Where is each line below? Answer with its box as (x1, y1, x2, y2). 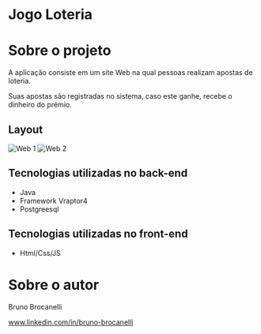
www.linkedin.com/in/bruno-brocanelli (8, 317, 134, 327)
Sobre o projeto (8, 42, 112, 60)
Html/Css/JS (19, 248, 61, 257)
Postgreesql (19, 204, 59, 214)
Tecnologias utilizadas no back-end (8, 167, 188, 180)
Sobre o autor (8, 276, 100, 294)
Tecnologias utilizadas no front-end (8, 227, 188, 241)
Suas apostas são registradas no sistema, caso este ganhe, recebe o (8, 92, 233, 101)
